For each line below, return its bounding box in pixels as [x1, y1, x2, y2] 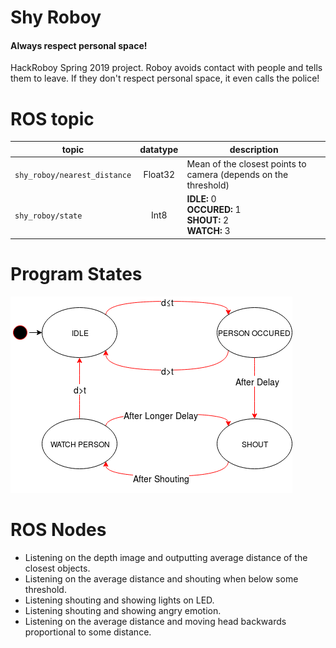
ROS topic [10, 107, 95, 130]
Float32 [143, 169, 176, 181]
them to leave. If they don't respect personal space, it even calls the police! [10, 72, 320, 85]
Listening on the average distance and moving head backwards [24, 615, 287, 627]
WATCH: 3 [186, 225, 231, 237]
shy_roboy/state [14, 211, 83, 221]
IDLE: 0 [186, 193, 217, 205]
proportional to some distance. [24, 626, 152, 638]
